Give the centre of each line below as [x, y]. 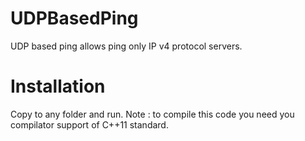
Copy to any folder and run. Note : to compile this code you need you [152, 114]
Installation [58, 86]
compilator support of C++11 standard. [89, 124]
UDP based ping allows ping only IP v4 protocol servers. [126, 46]
